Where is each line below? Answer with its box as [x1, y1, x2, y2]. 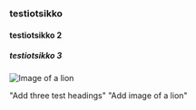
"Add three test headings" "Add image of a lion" [9, 90, 188, 101]
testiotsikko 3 [9, 50, 63, 61]
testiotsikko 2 [9, 30, 62, 41]
